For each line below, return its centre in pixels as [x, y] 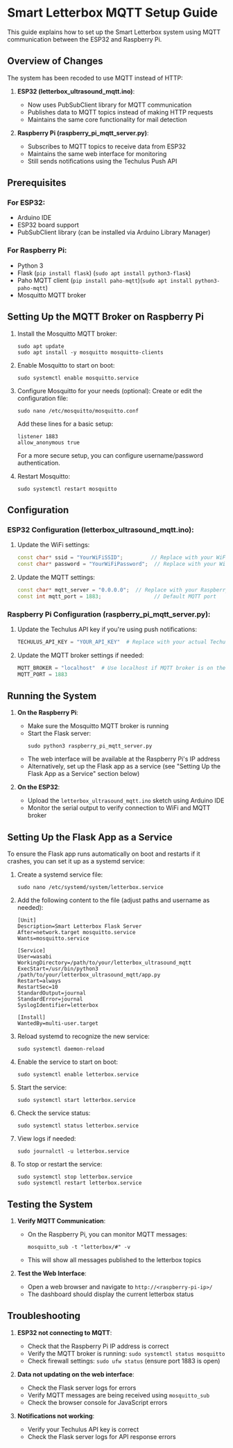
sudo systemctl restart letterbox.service [79, 1183]
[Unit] [27, 920]
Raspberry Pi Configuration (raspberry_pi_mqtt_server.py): [109, 614]
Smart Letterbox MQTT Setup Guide [113, 13]
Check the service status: [54, 1113]
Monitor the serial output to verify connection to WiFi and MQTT [119, 808]
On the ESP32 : [38, 787]
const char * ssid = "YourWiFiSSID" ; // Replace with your [115, 558]
